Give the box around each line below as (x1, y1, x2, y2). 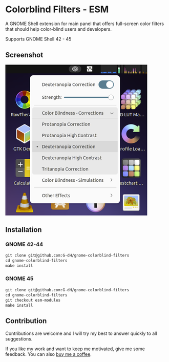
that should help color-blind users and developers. (5, 26, 112, 32)
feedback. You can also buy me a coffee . (5, 351, 92, 357)
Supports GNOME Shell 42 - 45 (5, 36, 72, 42)
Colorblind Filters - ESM (5, 4, 109, 15)
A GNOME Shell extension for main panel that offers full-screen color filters (5, 20, 164, 27)
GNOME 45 (5, 275, 34, 282)
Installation (5, 225, 42, 234)
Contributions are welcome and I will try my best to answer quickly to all (5, 330, 157, 336)
